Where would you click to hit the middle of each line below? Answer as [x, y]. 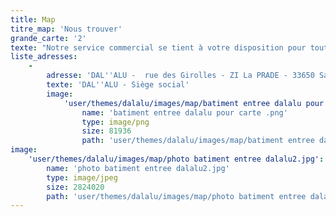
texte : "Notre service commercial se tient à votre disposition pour [158, 47]
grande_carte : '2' [48, 38]
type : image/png [115, 122]
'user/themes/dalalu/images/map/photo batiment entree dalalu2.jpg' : [176, 159]
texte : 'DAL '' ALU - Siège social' [118, 85]
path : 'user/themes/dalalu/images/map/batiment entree [198, 141]
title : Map [33, 19]
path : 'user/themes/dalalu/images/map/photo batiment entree [176, 196]
